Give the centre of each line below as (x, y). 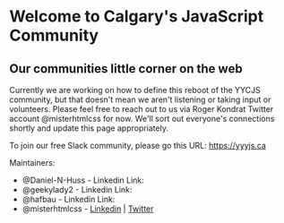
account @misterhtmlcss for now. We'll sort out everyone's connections (142, 119)
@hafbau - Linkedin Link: (69, 199)
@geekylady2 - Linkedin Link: (77, 189)
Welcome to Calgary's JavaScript (137, 17)
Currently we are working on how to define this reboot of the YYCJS (135, 90)
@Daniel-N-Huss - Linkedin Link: (83, 180)
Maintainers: (32, 163)
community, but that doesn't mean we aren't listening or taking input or (140, 99)
